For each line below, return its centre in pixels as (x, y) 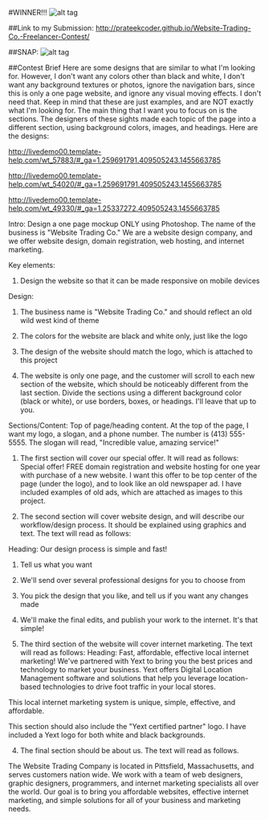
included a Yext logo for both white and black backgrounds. (107, 735)
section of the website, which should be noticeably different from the (134, 384)
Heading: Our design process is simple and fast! (88, 549)
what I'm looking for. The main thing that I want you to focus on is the (123, 110)
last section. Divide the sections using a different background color (131, 393)
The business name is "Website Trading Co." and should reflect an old (136, 312)
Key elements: (32, 265)
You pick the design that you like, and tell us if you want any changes (134, 596)
